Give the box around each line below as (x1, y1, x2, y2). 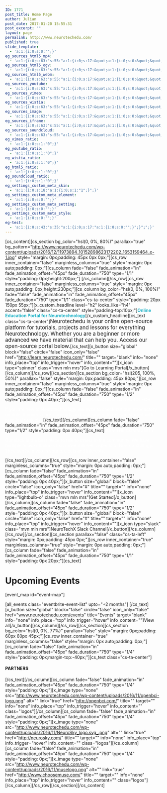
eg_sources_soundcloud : (5, 127, 55, 132)
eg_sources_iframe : (5, 118, 46, 123)
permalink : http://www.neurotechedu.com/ (5, 35, 92, 40)
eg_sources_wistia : (5, 100, 46, 105)
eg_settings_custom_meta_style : (5, 211, 72, 216)
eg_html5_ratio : (5, 165, 39, 170)
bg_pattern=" (5, 243, 33, 249)
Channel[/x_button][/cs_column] (89, 526, 156, 532)
